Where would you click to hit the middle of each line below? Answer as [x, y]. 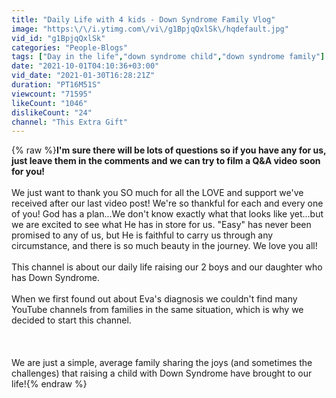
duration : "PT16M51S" [56, 85]
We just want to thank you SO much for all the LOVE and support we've [157, 193]
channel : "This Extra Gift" [70, 122]
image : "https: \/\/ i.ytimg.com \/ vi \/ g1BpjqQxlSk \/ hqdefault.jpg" [150, 29]
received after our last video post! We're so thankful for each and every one [167, 203]
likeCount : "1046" [49, 103]
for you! [28, 172]
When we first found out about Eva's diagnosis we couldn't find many [154, 299]
